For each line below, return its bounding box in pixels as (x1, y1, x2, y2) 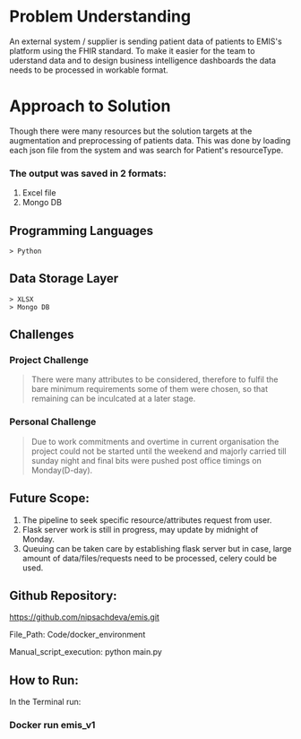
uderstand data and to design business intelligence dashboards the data (9, 55, 276, 65)
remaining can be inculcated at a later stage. (30, 393, 196, 404)
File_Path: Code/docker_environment (9, 630, 146, 640)
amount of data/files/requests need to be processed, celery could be (21, 552, 278, 563)
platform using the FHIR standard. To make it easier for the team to (9, 45, 255, 56)
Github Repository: (9, 587, 118, 603)
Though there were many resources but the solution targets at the (9, 126, 253, 136)
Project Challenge (9, 354, 90, 367)
